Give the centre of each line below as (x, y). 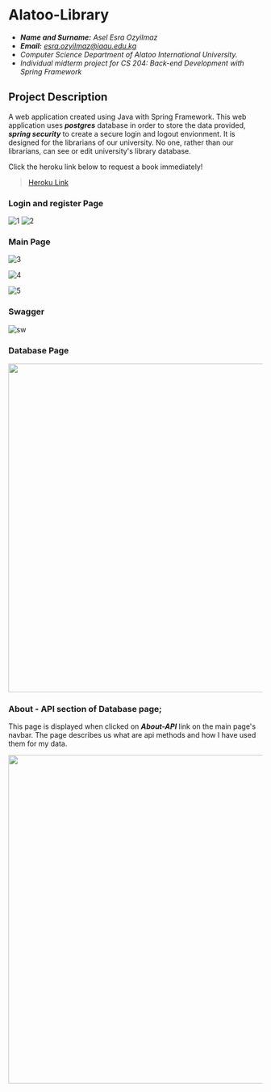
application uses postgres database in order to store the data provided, (127, 125)
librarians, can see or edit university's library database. (100, 150)
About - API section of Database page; (85, 709)
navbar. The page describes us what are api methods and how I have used (132, 735)
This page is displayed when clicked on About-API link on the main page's (132, 726)
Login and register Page (56, 203)
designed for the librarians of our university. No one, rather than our (121, 142)
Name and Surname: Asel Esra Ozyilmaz (89, 37)
